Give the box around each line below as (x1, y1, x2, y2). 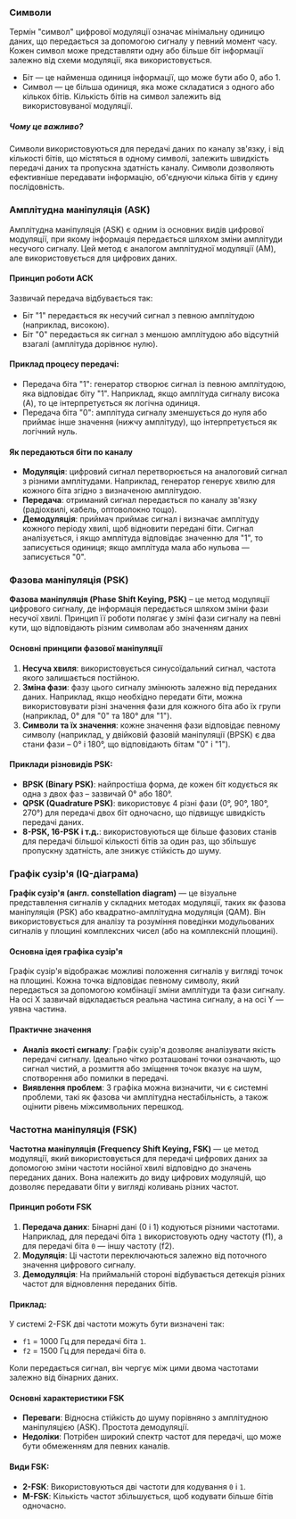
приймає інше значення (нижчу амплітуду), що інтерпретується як (21, 417, 277, 427)
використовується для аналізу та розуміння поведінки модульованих (9, 916, 275, 927)
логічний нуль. (21, 425, 78, 436)
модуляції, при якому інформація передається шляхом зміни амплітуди (9, 234, 283, 244)
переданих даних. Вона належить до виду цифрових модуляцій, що (9, 1171, 267, 1183)
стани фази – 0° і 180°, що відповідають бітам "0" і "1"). (21, 739, 231, 749)
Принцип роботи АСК (9, 273, 94, 284)
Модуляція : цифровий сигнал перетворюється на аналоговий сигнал (21, 466, 288, 477)
